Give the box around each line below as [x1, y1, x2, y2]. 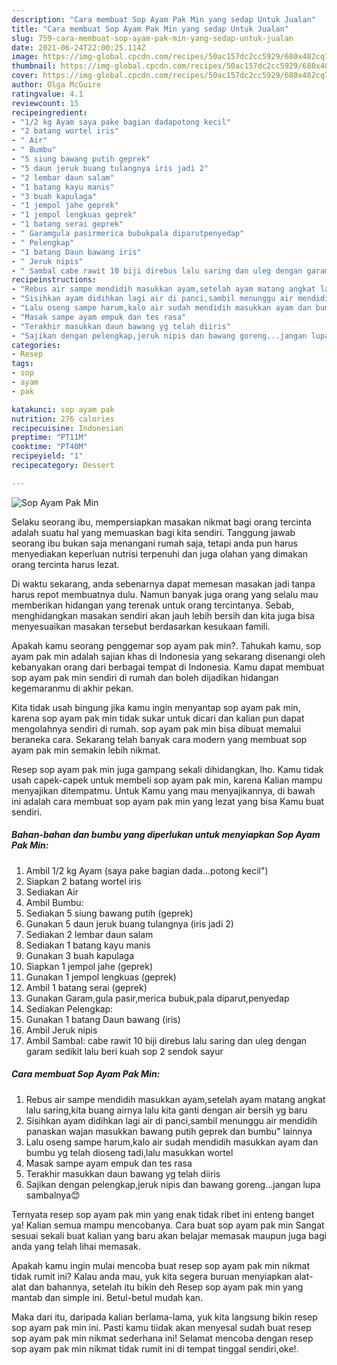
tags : [11, 359, 34, 369]
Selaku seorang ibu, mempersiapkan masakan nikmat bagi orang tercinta [11, 516, 312, 528]
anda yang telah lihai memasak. [11, 1240, 141, 1252]
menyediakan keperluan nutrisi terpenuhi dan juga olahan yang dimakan [11, 547, 309, 560]
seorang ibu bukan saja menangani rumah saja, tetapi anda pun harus [11, 537, 298, 549]
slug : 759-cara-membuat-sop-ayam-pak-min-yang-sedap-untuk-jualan [11, 33, 294, 43]
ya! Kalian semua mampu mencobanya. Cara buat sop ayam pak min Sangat [11, 1219, 325, 1231]
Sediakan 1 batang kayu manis [25, 939, 151, 951]
